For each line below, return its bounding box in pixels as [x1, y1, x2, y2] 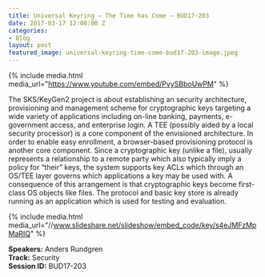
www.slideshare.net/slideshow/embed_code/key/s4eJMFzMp [53, 220, 257, 230]
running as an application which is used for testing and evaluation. [8, 196, 227, 206]
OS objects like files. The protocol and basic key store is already [26, 188, 239, 197]
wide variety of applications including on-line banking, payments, [8, 112, 224, 121]
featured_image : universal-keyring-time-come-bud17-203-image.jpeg [8, 49, 239, 57]
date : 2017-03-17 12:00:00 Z [8, 19, 106, 27]
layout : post [8, 42, 52, 49]
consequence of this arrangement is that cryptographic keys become [8, 180, 238, 188]
